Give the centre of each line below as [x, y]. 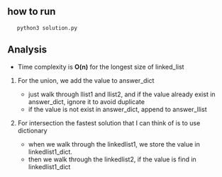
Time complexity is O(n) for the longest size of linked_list [101, 67]
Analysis [27, 50]
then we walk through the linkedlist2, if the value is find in [112, 159]
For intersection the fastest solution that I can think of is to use [109, 122]
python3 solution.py [47, 28]
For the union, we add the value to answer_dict [86, 80]
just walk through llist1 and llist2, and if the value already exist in [122, 94]
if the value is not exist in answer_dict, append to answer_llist [117, 109]
